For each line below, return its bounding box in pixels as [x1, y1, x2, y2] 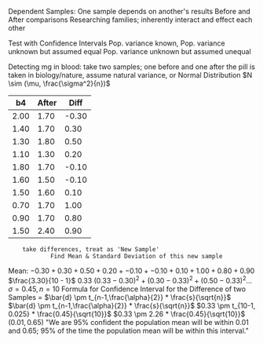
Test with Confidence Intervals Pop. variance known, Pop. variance [8, 38, 225, 48]
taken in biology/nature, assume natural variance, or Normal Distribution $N [8, 71, 253, 79]
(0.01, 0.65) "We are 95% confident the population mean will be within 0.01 [8, 317, 249, 327]
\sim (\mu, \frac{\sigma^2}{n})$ [8, 78, 111, 88]
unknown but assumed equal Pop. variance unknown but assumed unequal [8, 47, 251, 56]
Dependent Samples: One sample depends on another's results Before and [8, 7, 251, 16]
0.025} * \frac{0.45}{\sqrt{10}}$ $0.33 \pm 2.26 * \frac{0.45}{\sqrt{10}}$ [8, 309, 246, 319]
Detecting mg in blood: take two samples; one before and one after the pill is [8, 62, 255, 71]
